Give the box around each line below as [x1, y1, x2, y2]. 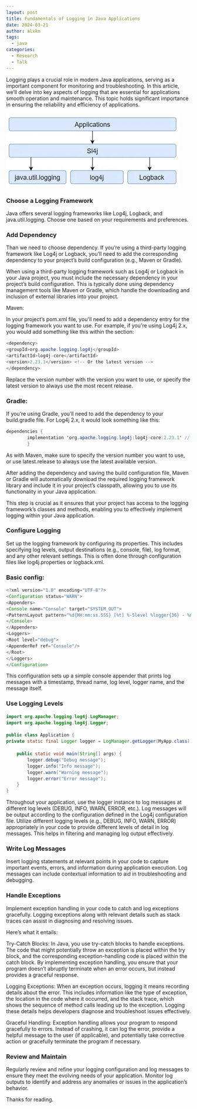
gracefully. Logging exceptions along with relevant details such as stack [6, 911, 180, 918]
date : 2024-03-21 [6, 22, 49, 28]
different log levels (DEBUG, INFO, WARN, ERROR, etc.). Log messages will [6, 805, 186, 812]
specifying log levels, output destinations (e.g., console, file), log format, [6, 546, 181, 553]
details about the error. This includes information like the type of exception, [6, 988, 188, 996]
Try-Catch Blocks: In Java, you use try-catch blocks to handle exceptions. [6, 940, 185, 947]
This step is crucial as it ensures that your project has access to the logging [6, 499, 189, 506]
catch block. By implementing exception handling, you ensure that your [6, 958, 178, 966]
